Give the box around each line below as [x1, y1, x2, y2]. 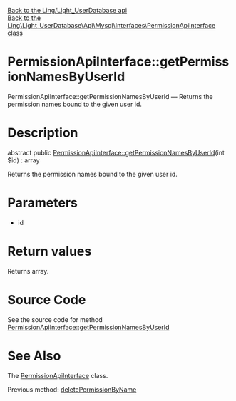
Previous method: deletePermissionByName [7, 385, 137, 394]
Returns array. [7, 266, 49, 275]
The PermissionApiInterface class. [7, 371, 108, 380]
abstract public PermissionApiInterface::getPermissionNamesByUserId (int [7, 148, 225, 157]
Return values [7, 244, 92, 259]
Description [7, 125, 78, 141]
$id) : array [7, 156, 41, 165]
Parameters [7, 195, 78, 211]
